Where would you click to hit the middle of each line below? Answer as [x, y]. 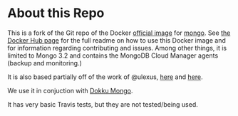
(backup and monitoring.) [45, 63]
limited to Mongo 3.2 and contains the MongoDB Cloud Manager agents [113, 56]
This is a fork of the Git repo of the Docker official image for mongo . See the [119, 33]
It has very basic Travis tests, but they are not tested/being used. [103, 104]
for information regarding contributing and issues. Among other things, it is [117, 48]
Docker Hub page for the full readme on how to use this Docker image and [117, 40]
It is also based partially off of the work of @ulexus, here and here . [105, 77]
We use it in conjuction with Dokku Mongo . [70, 90]
